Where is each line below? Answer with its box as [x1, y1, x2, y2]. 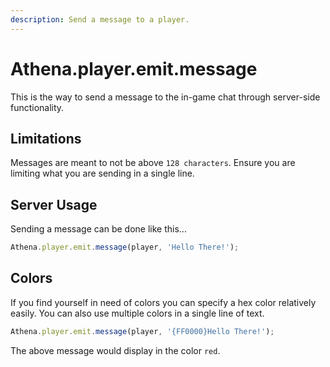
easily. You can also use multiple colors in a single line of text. [10, 307, 265, 319]
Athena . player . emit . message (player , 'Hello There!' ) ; [10, 242, 240, 253]
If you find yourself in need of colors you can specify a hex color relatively [10, 296, 317, 308]
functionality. [10, 101, 65, 113]
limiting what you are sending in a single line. [10, 167, 195, 180]
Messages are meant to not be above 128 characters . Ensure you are [10, 157, 296, 169]
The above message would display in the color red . [10, 344, 221, 356]
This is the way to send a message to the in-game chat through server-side [10, 91, 321, 103]
